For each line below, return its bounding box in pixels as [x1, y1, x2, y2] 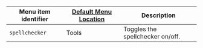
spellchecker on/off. [123, 33, 181, 40]
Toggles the [123, 25, 157, 33]
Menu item [19, 8, 51, 15]
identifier [21, 15, 48, 23]
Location [79, 15, 105, 23]
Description [141, 11, 176, 20]
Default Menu [71, 8, 112, 15]
